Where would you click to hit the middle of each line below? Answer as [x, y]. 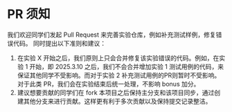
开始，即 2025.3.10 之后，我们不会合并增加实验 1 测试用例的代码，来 [126, 66]
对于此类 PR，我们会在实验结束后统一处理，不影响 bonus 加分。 [108, 84]
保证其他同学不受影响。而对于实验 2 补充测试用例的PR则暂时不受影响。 [119, 75]
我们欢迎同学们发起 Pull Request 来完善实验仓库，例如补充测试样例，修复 [111, 35]
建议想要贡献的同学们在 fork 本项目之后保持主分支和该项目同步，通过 [116, 92]
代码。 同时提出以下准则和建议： [59, 43]
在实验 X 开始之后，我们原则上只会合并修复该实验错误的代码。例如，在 [118, 58]
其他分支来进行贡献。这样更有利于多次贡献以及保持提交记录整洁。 [117, 101]
